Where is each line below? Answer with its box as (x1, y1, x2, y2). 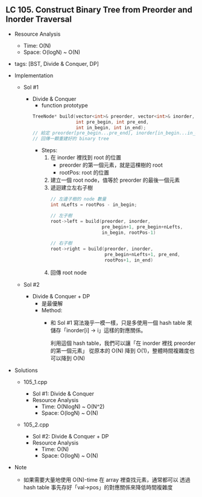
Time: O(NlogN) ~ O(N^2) (41, 403, 105, 410)
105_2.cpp (23, 421, 49, 428)
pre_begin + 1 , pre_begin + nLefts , (101, 223, 183, 230)
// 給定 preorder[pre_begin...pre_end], (32, 130, 134, 136)
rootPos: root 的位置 (59, 169, 110, 176)
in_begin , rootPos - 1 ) (101, 229, 156, 236)
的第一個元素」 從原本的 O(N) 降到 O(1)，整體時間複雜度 (50, 347, 189, 354)
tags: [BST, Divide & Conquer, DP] (14, 60, 99, 67)
